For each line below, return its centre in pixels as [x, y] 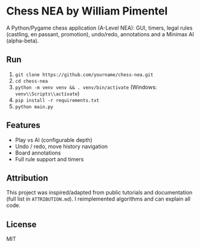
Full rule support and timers [49, 159]
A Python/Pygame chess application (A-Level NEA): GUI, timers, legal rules [99, 28]
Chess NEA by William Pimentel [87, 11]
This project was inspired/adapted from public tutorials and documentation [99, 193]
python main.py [34, 107]
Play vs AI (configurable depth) [53, 140]
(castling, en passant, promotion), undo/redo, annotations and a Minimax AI [100, 34]
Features [23, 125]
